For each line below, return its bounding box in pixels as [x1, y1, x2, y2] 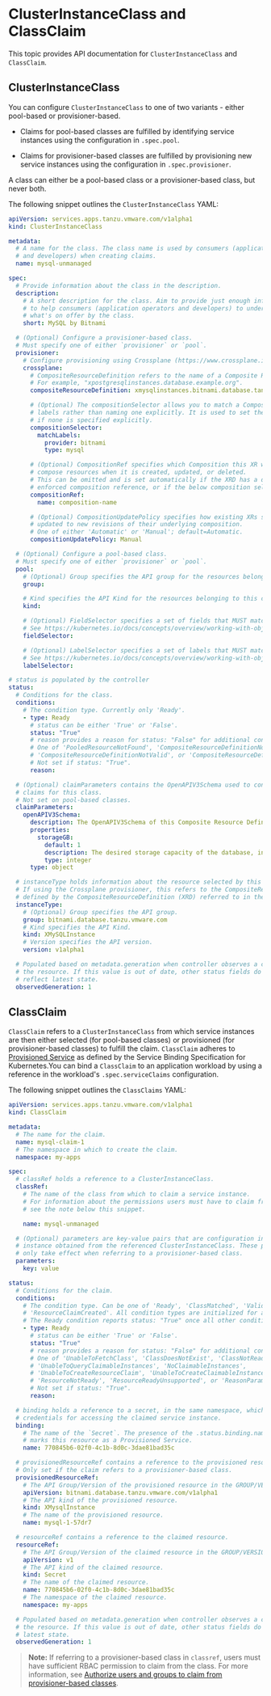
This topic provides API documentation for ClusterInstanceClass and [8, 49, 238, 58]
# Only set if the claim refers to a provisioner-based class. [15, 1466, 232, 1475]
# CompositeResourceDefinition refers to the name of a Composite [29, 371, 258, 380]
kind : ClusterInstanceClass [8, 222, 103, 230]
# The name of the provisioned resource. [23, 1511, 164, 1520]
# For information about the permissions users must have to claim [23, 1197, 254, 1205]
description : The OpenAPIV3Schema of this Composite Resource [29, 818, 244, 827]
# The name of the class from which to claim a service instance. [23, 1190, 251, 1199]
